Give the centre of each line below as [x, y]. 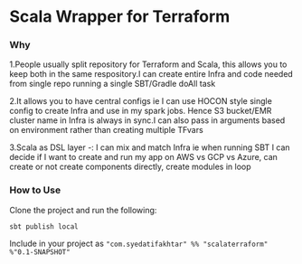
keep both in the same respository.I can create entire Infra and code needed [151, 74]
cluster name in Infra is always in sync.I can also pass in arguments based [147, 120]
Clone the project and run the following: [83, 210]
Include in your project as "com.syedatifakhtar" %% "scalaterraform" [139, 243]
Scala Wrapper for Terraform [120, 17]
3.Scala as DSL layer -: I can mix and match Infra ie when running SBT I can [150, 147]
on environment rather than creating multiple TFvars [106, 130]
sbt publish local [44, 226]
